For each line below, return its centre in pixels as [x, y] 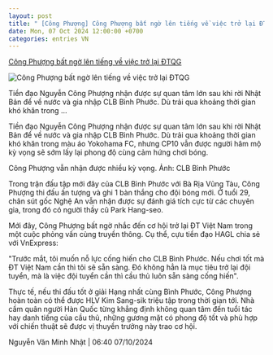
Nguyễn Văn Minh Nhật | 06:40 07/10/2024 [80, 342]
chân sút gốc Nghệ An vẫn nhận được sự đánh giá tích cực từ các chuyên [131, 201]
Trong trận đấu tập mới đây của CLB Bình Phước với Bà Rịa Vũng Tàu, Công [134, 184]
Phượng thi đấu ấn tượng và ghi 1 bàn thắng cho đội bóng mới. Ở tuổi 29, [129, 193]
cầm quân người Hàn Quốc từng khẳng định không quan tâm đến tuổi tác [131, 309]
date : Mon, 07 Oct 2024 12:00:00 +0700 [76, 31]
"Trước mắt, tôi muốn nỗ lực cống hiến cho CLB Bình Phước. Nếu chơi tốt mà [136, 259]
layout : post [30, 16]
